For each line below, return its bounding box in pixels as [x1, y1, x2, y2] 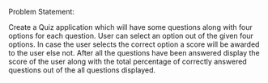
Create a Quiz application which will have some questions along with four [8, 23, 253, 31]
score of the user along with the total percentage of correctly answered [8, 56, 247, 66]
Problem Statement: [8, 7, 75, 16]
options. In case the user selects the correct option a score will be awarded [8, 39, 260, 49]
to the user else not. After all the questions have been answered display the [8, 48, 261, 57]
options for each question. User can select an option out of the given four [8, 31, 253, 40]
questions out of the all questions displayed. [8, 65, 156, 75]
